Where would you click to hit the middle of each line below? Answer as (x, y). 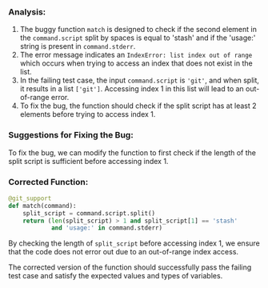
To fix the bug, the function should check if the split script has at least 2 (138, 106)
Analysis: (27, 12)
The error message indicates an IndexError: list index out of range (136, 55)
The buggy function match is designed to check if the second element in (138, 30)
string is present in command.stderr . (78, 46)
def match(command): (43, 206)
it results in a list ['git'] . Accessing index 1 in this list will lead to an (132, 89)
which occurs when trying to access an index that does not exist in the (136, 63)
